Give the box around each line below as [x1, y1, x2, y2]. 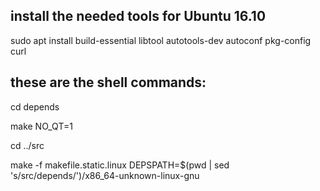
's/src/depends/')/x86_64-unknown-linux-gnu [10, 169, 200, 181]
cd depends [10, 100, 60, 113]
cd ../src [10, 139, 45, 151]
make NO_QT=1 [10, 120, 73, 132]
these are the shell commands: [10, 74, 207, 91]
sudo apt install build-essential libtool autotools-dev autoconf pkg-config [10, 34, 312, 46]
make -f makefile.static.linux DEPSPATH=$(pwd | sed [10, 159, 230, 171]
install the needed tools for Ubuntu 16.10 [10, 8, 267, 25]
